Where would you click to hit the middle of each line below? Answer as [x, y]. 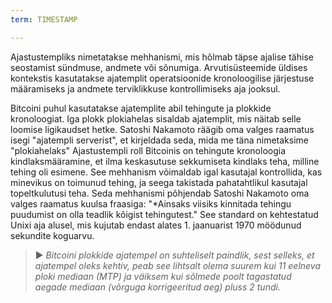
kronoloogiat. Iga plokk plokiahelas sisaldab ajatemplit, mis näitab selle [156, 118]
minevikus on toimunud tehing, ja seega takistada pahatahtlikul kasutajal [159, 182]
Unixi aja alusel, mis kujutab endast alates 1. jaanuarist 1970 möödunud [156, 225]
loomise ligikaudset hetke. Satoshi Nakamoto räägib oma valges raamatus [162, 129]
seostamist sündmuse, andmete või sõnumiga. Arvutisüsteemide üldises [159, 67]
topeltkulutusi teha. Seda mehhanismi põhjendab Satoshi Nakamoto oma [160, 193]
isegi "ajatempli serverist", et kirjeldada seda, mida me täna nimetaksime [159, 140]
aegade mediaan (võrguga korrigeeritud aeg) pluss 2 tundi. [157, 287]
